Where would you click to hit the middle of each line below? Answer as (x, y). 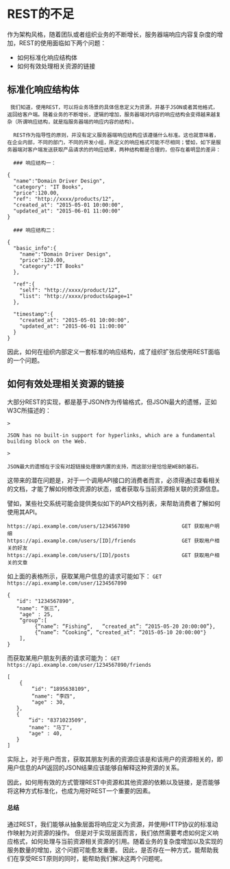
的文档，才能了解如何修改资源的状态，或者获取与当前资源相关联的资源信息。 (115, 489)
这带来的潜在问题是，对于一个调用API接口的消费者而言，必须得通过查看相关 (114, 480)
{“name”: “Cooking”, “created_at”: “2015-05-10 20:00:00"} (120, 632)
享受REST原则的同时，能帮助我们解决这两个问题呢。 (92, 858)
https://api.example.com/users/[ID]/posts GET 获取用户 (111, 555)
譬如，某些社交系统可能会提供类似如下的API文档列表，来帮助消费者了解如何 (114, 503)
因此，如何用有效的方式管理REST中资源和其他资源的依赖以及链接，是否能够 (114, 782)
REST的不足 (41, 14)
